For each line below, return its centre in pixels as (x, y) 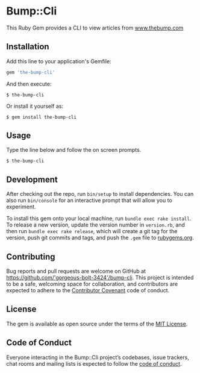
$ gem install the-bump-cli (42, 117)
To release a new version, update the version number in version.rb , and (96, 225)
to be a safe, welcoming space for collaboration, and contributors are (92, 284)
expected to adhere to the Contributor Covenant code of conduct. (88, 290)
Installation (28, 47)
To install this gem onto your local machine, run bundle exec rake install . (99, 219)
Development (32, 179)
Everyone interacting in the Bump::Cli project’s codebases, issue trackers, (98, 357)
